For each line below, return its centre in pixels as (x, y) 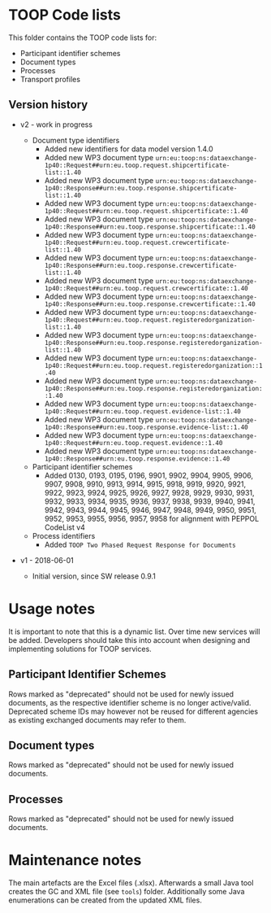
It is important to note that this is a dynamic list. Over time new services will (134, 631)
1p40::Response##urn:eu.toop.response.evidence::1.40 (137, 459)
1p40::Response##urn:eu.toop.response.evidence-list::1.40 (146, 427)
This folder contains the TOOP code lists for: (83, 37)
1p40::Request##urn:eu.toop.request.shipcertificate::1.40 (146, 211)
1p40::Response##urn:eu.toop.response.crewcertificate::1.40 (150, 304)
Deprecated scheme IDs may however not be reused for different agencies (133, 711)
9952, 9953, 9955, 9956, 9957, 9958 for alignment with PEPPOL (152, 518)
